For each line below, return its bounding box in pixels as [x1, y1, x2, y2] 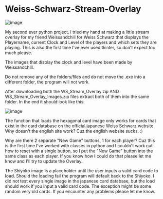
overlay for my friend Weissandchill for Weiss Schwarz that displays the [5, 34, 149, 40]
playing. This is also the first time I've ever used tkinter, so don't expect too [5, 44, 156, 50]
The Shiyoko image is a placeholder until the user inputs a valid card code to [5, 167, 158, 174]
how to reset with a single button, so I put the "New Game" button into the [5, 148, 153, 154]
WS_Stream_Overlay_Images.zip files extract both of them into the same [5, 94, 149, 99]
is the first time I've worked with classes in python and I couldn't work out [5, 142, 153, 148]
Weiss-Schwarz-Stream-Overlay [5, 3, 141, 15]
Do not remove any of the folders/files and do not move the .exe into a [5, 74, 145, 80]
